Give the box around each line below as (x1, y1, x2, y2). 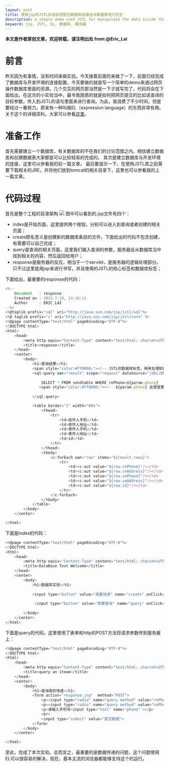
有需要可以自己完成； (12, 240, 57, 246)
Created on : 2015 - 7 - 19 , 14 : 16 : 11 (14, 296, 87, 301)
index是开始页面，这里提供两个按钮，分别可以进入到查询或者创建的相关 (12, 222, 161, 228)
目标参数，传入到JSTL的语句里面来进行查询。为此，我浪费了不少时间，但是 (5, 98, 161, 104)
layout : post (5, 7, 33, 13)
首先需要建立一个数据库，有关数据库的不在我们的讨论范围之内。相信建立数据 (5, 148, 164, 154)
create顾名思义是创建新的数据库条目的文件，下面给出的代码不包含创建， (12, 234, 162, 240)
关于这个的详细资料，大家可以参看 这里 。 (5, 111, 89, 117)
